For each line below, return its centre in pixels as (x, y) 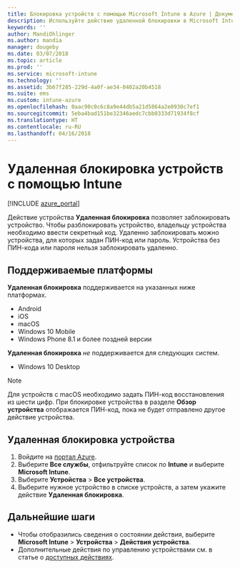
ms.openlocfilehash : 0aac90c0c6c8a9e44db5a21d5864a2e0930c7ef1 (104, 107)
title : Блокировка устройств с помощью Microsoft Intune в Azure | (110, 14)
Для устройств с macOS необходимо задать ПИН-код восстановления (116, 395)
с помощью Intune (65, 184)
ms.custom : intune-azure (44, 101)
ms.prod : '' (25, 67)
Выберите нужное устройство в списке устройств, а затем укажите (122, 487)
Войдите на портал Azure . (57, 457)
